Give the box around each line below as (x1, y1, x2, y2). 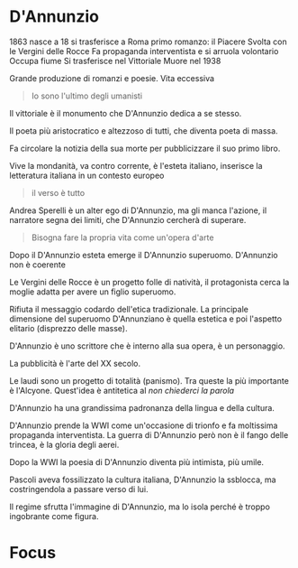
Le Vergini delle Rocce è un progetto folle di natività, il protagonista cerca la (9, 276, 290, 287)
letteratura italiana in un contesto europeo (9, 170, 165, 181)
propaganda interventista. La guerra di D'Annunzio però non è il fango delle (9, 429, 289, 440)
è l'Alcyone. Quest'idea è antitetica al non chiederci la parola (9, 385, 235, 396)
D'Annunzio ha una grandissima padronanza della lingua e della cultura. (9, 402, 275, 413)
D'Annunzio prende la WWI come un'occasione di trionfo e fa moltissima (9, 420, 278, 431)
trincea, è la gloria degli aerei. (9, 439, 120, 450)
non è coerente (9, 259, 66, 270)
